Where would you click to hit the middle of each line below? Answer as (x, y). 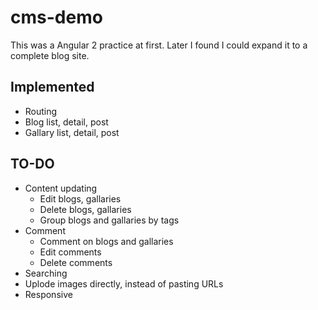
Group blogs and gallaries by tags (109, 220)
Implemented (52, 87)
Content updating (61, 188)
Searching (46, 273)
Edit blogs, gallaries (80, 198)
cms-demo (56, 17)
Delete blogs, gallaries (85, 209)
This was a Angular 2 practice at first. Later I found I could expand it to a (159, 45)
